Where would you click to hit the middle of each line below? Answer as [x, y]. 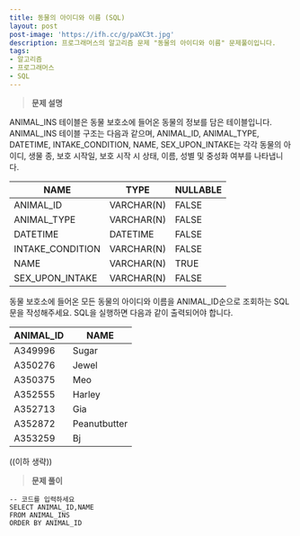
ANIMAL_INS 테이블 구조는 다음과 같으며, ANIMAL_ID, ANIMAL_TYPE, [134, 133]
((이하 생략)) [31, 461]
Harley [86, 394]
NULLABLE [199, 190]
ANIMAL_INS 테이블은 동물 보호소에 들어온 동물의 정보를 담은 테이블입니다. [141, 121]
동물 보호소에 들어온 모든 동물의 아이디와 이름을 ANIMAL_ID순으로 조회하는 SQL [150, 301]
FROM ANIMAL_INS [40, 515]
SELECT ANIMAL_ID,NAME [52, 507]
